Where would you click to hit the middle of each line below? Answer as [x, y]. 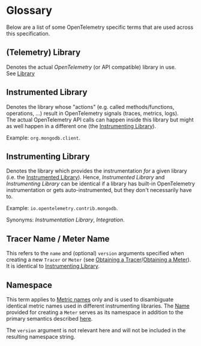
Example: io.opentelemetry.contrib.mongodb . [62, 208]
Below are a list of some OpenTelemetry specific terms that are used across [100, 27]
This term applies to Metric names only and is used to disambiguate [90, 299]
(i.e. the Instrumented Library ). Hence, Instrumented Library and [85, 178]
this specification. [28, 33]
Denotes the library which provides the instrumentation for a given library [97, 171]
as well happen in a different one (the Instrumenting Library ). [81, 126]
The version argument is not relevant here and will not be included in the [96, 330]
